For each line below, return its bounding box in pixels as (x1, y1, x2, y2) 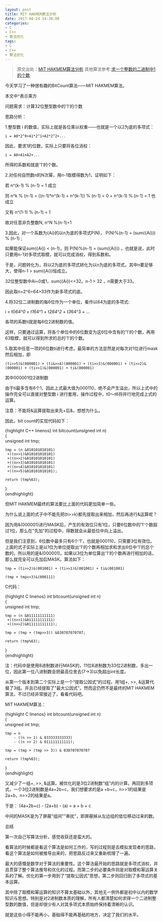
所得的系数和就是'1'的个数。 (5, 162, 61, 168)
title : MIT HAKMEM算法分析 (5, 12, 57, 17)
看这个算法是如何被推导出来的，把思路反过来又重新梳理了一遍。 (5, 850, 132, 856)
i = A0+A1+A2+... (5, 153, 40, 158)
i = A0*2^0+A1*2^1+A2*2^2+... (5, 134, 66, 139)
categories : (5, 20, 29, 26)
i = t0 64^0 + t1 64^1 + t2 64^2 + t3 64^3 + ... (5, 309, 90, 314)
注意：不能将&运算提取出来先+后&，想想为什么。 (5, 407, 103, 414)
